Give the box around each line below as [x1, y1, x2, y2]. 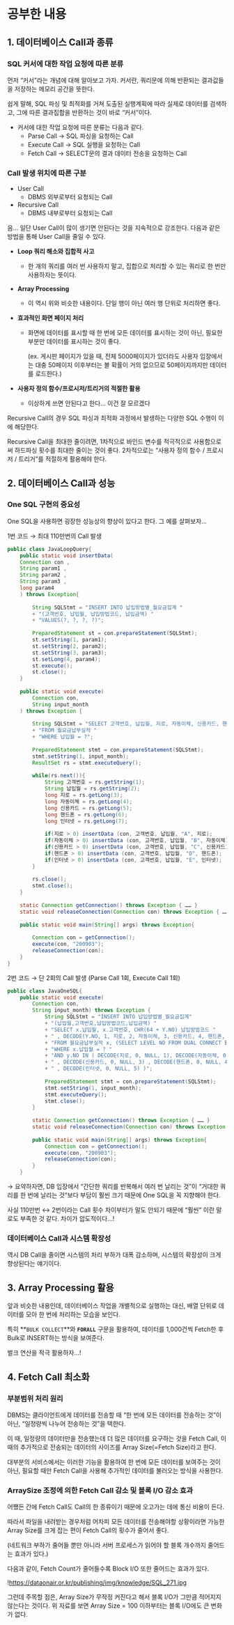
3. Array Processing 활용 [7, 1282, 115, 1293]
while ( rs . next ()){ [32, 772, 86, 779]
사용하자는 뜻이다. [27, 271, 77, 279]
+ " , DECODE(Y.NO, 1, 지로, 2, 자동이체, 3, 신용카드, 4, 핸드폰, [44, 1032, 226, 1040]
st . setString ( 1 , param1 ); [32, 637, 108, 644]
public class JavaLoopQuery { [7, 545, 92, 552]
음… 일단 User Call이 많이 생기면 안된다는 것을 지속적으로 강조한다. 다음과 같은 [7, 224, 221, 232]
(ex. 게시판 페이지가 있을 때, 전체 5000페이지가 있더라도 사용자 [27, 352, 198, 361]
